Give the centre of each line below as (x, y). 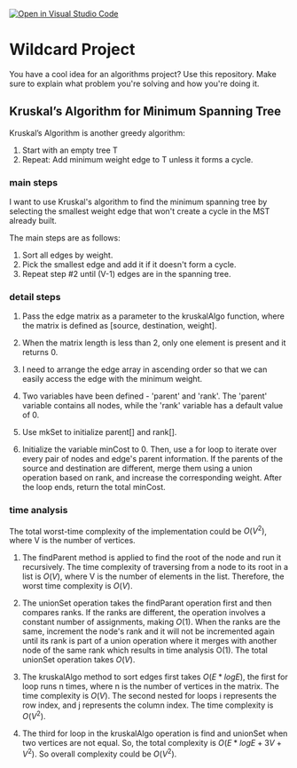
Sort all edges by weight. (67, 255)
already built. (33, 221)
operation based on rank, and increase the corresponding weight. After (152, 478)
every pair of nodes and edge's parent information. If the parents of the (152, 459)
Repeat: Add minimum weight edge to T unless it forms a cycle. (137, 159)
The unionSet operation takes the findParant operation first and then (147, 603)
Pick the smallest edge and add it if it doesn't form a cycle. (129, 265)
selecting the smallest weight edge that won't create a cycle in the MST (140, 211)
